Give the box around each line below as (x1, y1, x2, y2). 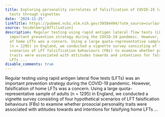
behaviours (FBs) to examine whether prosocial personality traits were (5, 101, 147, 107)
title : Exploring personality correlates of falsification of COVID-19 (5, 7, 155, 12)
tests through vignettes (9, 12, 60, 17)
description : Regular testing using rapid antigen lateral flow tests (5, 30, 153, 35)
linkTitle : (5, 21, 27, 26)
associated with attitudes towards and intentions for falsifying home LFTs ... (5, 106, 158, 113)
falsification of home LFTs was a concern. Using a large (5, 86, 118, 92)
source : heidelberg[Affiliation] (5, 25, 74, 30)
